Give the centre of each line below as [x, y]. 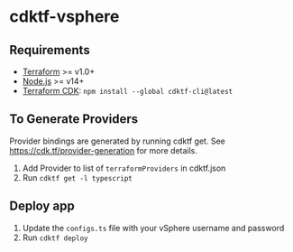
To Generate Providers [73, 119]
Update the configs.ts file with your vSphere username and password [153, 228]
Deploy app [42, 206]
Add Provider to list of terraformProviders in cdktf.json [124, 168]
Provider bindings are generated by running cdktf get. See [117, 141]
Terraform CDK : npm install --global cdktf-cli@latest [127, 91]
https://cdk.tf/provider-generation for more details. [104, 150]
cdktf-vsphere [64, 17]
